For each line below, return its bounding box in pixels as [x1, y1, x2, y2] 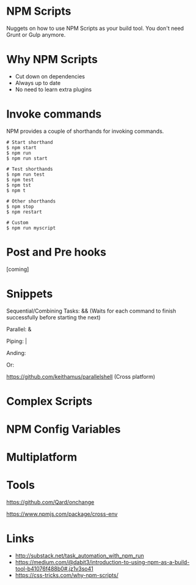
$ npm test [6, 176, 34, 183]
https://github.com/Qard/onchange [6, 499, 95, 506]
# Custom [6, 219, 29, 226]
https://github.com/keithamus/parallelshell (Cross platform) [6, 373, 156, 380]
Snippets [6, 286, 53, 300]
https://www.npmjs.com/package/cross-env [6, 510, 118, 518]
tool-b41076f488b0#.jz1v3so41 [15, 565, 93, 573]
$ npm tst [6, 182, 32, 188]
